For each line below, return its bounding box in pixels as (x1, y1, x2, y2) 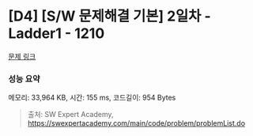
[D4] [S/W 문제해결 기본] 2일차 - (8, 7, 211, 25)
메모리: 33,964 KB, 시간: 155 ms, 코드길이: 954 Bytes (8, 93, 176, 103)
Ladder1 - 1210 (8, 25, 105, 43)
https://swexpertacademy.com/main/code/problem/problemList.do (27, 119, 246, 128)
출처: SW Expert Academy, (27, 110, 114, 119)
